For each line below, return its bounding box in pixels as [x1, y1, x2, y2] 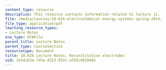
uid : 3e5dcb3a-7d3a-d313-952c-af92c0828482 [5, 58, 96, 63]
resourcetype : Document [5, 48, 54, 53]
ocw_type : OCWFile [5, 35, 43, 40]
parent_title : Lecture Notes [5, 39, 65, 44]
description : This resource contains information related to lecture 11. [5, 12, 161, 17]
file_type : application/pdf [5, 21, 63, 26]
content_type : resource [5, 7, 54, 12]
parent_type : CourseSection [5, 44, 63, 49]
